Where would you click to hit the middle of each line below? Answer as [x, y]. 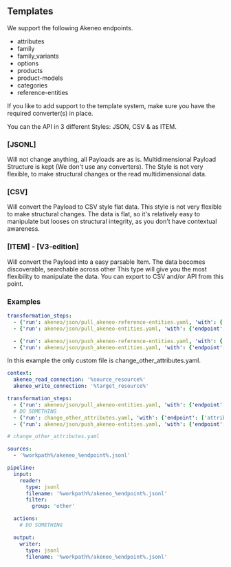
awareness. [23, 229]
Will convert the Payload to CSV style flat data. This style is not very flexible [114, 207]
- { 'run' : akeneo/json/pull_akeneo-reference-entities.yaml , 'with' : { [118, 322]
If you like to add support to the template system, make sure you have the [111, 105]
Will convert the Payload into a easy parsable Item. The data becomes [106, 262]
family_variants [38, 56]
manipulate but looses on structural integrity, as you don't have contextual [112, 221]
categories [32, 85]
